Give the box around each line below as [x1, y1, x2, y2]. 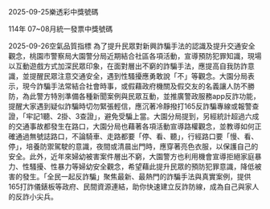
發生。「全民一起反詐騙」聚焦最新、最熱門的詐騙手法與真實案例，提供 [22, 172, 252, 181]
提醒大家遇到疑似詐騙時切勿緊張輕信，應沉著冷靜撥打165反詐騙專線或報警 [8, 101, 252, 111]
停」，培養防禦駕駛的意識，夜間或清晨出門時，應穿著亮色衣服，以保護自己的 [8, 141, 259, 151]
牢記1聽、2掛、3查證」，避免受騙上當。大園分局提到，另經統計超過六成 [25, 112, 260, 121]
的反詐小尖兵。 [8, 192, 58, 201]
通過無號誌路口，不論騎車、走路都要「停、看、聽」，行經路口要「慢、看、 [14, 132, 259, 141]
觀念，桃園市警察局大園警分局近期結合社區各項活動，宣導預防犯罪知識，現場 [8, 51, 262, 60]
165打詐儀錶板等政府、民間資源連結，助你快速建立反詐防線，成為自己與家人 [8, 182, 260, 191]
